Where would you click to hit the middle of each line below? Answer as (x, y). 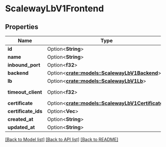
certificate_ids (25, 111)
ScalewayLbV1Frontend (55, 9)
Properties (22, 27)
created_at (21, 119)
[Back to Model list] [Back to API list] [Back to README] (62, 139)
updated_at (21, 127)
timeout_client (25, 92)
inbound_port (24, 65)
